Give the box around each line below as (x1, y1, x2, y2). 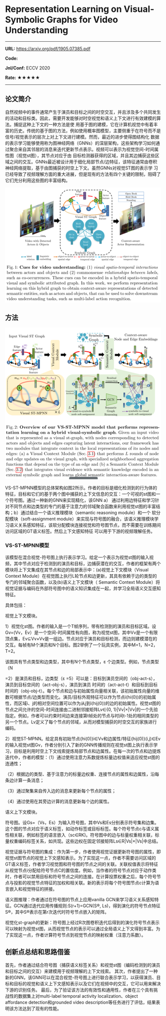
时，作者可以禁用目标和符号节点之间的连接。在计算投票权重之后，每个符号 (5, 873, 157, 879)
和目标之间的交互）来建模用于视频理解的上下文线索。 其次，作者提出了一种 (5, 968, 158, 974)
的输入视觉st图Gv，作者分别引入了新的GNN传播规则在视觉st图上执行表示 (5, 742, 154, 748)
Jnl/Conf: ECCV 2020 (5, 65, 50, 71)
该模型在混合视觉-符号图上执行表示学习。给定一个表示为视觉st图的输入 (5, 554, 150, 560)
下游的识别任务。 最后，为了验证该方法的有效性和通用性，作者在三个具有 (5, 987, 154, 993)
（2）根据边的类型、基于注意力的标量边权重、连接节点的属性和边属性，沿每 (5, 771, 160, 777)
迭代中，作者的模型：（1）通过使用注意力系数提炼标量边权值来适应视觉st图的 (5, 754, 160, 760)
